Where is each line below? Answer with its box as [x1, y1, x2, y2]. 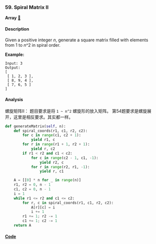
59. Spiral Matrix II [5, 4, 49, 11]
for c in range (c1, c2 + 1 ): [22, 133, 81, 138]
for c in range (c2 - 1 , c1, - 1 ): [31, 155, 98, 160]
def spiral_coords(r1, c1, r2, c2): [14, 128, 88, 133]
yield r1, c [31, 138, 55, 142]
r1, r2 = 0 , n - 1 [14, 182, 51, 187]
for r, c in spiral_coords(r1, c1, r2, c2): [22, 200, 114, 205]
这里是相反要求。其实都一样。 [13, 114, 73, 120]
